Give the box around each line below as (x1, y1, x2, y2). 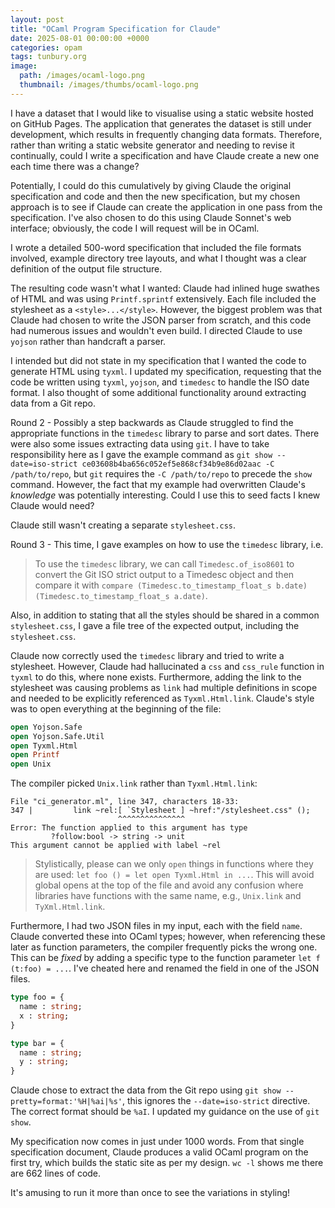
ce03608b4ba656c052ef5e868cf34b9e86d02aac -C (81, 459, 275, 469)
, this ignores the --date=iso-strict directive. (121, 1095, 311, 1107)
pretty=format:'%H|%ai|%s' (10, 1097, 123, 1107)
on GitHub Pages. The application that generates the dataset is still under (10, 117, 312, 130)
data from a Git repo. (10, 397, 97, 409)
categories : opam (10, 42, 83, 53)
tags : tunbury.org (10, 52, 87, 62)
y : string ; (19, 1057, 70, 1067)
